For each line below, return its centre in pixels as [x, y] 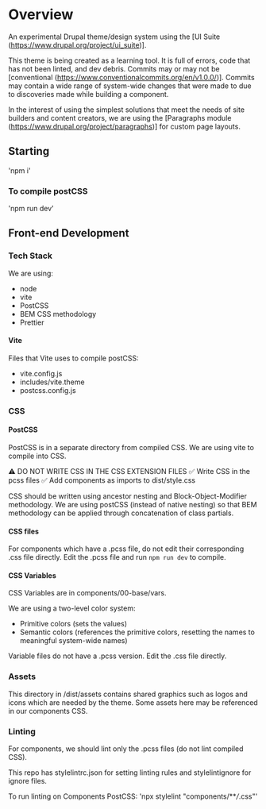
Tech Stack [31, 256]
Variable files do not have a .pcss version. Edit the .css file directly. [118, 656]
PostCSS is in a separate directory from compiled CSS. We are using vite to [131, 448]
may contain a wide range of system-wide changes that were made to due [130, 86]
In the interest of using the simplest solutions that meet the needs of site [126, 110]
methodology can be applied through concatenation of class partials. [121, 513]
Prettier [32, 322]
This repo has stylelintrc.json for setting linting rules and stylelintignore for [130, 772]
